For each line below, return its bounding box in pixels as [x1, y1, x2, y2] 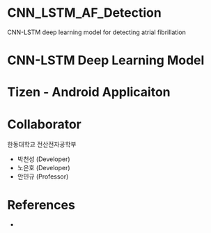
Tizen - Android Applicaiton [7, 84, 171, 100]
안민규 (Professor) [17, 172, 69, 181]
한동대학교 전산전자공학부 [7, 140, 77, 149]
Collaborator [7, 116, 81, 132]
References [7, 197, 75, 213]
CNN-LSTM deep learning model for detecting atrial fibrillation [7, 28, 186, 36]
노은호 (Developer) [17, 164, 71, 172]
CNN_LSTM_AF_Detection [7, 5, 162, 21]
